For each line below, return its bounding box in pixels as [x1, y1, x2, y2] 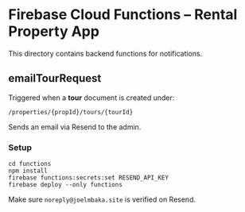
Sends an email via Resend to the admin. [8, 121, 142, 132]
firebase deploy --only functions [8, 181, 123, 189]
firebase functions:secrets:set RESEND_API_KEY [8, 174, 169, 182]
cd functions [8, 160, 52, 168]
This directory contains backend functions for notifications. [8, 48, 203, 58]
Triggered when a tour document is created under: [8, 93, 175, 102]
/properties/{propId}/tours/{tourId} [8, 108, 134, 116]
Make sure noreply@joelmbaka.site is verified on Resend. [8, 195, 196, 204]
